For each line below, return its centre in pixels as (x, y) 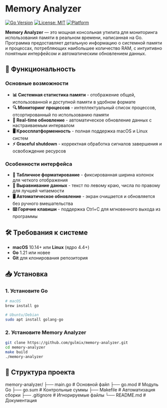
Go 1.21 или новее (31, 252)
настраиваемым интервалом (43, 125)
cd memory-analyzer (25, 347)
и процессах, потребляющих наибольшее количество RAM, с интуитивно (84, 48)
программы (25, 216)
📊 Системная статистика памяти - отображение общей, (74, 94)
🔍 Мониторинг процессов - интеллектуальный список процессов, (84, 107)
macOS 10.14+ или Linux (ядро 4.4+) (51, 247)
